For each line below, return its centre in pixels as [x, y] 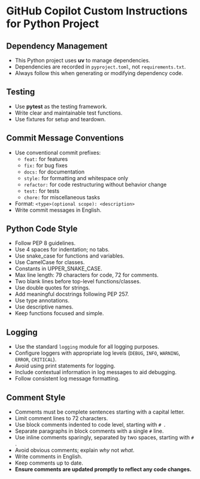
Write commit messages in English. [58, 210]
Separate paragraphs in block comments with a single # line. [89, 431]
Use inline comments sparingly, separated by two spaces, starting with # [104, 438]
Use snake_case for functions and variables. [69, 256]
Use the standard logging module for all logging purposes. [87, 347]
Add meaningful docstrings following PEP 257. [72, 294]
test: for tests [42, 191]
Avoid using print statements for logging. [65, 366]
